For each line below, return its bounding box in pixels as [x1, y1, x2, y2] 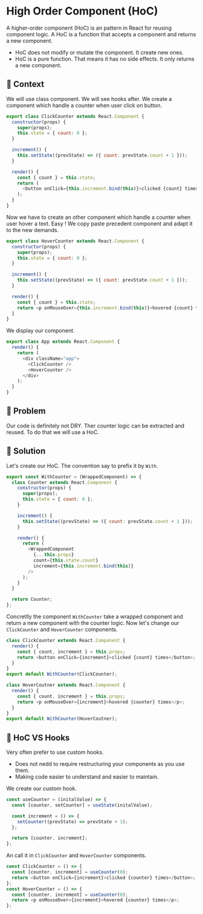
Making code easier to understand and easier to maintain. [14, 773, 159, 780]
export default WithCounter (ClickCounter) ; [6, 671, 118, 678]
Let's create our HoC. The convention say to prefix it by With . [6, 462, 158, 469]
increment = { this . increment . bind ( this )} [33, 563, 134, 569]
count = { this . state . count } [33, 557, 98, 563]
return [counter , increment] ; [11, 835, 88, 841]
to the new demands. [6, 226, 59, 233]
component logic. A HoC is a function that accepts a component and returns [6, 30, 196, 37]
